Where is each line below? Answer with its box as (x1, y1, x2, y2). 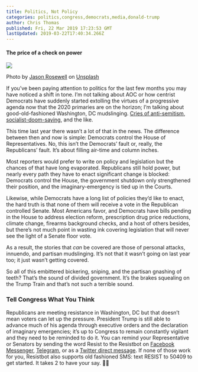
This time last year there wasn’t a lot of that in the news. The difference (6, 128, 180, 135)
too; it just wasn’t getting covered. (6, 256, 89, 264)
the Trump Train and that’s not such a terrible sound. (6, 281, 134, 288)
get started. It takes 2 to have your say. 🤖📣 (6, 359, 109, 366)
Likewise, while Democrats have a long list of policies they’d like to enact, (6, 195, 185, 202)
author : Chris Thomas (6, 20, 60, 25)
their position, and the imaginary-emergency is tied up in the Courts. (6, 183, 173, 190)
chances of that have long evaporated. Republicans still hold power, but (6, 164, 180, 172)
